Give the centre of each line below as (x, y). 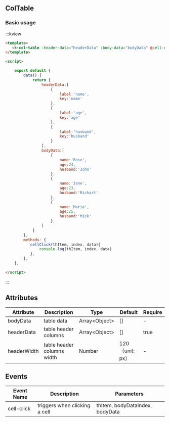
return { (41, 80)
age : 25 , (68, 212)
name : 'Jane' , (73, 183)
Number (89, 351)
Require (153, 312)
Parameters (130, 394)
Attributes (22, 298)
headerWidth (23, 351)
